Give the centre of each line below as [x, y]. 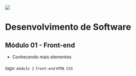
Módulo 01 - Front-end [40, 45]
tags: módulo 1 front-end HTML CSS [39, 68]
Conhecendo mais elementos [42, 57]
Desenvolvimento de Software [68, 27]
